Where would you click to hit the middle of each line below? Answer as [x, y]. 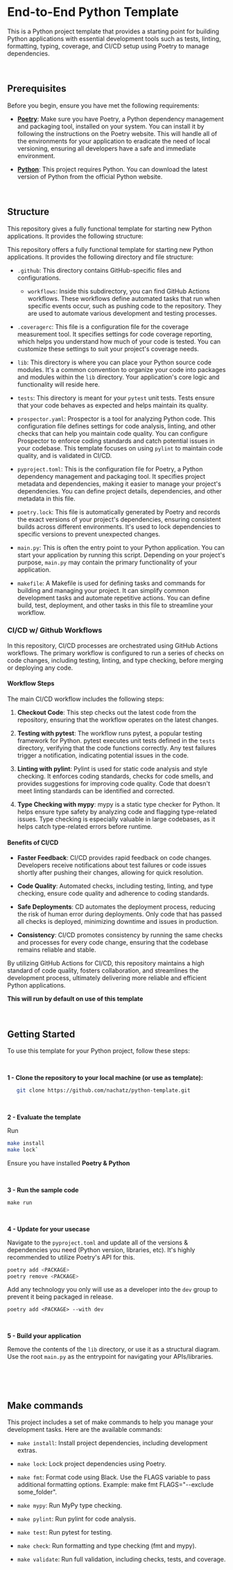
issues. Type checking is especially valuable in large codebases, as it [116, 819]
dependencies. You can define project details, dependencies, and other [119, 491]
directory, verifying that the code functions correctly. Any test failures [117, 748]
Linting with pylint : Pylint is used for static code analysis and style [112, 769]
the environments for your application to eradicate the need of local [113, 141]
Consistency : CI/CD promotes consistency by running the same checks [120, 935]
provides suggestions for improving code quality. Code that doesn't [113, 784]
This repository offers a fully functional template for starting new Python [110, 249]
